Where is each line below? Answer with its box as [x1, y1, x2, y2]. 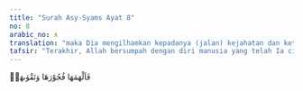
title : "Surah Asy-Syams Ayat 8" [9, 13, 135, 23]
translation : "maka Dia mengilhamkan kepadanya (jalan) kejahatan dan [9, 38, 280, 48]
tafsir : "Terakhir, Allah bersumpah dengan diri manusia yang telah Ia [9, 47, 284, 56]
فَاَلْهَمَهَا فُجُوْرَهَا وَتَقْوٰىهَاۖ [9, 71, 91, 82]
